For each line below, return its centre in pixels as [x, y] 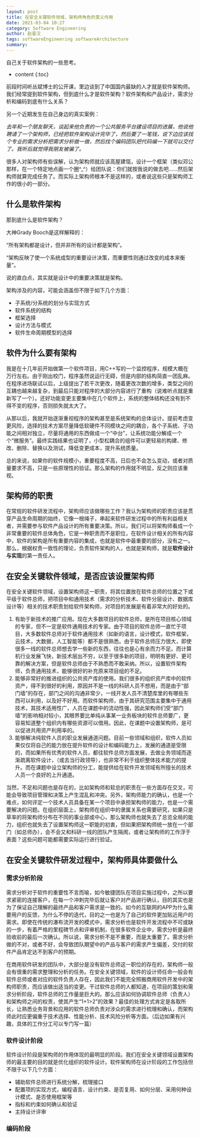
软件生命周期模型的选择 [43, 332]
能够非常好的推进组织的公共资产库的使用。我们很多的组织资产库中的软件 [103, 679]
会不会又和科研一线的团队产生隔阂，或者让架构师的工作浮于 [118, 832]
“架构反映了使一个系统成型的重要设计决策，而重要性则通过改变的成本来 [93, 257]
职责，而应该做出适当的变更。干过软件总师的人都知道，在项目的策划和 [102, 987]
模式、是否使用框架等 [46, 1097]
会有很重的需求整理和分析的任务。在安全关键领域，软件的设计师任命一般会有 [100, 972]
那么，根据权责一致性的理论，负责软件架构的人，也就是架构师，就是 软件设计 [100, 548]
